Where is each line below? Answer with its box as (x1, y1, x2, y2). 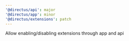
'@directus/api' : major (5, 7, 56, 12)
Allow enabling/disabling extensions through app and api (5, 30, 124, 36)
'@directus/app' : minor (5, 12, 56, 17)
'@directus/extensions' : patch (5, 16, 72, 21)
